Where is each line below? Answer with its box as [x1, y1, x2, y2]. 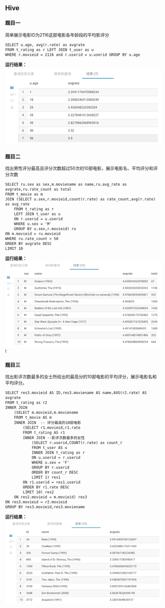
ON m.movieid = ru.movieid [5, 232, 61, 237]
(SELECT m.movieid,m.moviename [14, 410, 79, 415]
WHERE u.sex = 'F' [31, 460, 70, 465]
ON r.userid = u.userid [14, 217, 63, 222]
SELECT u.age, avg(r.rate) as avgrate [5, 42, 85, 47]
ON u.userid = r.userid [31, 455, 81, 460]
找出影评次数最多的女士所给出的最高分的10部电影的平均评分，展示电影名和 [5, 373, 157, 379]
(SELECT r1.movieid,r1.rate [23, 425, 81, 430]
